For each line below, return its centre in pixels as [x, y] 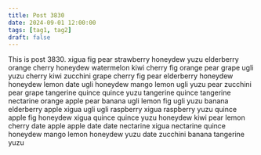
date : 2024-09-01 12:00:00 [52, 23]
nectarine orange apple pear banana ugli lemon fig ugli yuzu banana [118, 101]
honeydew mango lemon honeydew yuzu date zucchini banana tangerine [127, 135]
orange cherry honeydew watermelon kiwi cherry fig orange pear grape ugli [131, 68]
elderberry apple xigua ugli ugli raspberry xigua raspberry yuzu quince [123, 110]
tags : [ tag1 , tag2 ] [40, 30]
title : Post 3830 [36, 15]
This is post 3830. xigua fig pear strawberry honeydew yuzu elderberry [123, 59]
